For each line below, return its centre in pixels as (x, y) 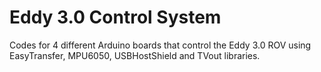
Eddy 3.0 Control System (115, 17)
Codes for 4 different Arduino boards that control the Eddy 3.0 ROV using (160, 45)
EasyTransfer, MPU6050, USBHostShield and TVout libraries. (135, 55)
